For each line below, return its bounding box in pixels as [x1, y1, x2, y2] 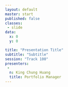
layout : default [5, 7, 38, 12]
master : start [5, 12, 34, 17]
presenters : [5, 61, 29, 66]
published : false [5, 16, 40, 21]
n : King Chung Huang [9, 70, 51, 75]
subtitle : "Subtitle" [5, 52, 49, 57]
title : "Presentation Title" [5, 47, 64, 52]
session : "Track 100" [5, 56, 49, 61]
